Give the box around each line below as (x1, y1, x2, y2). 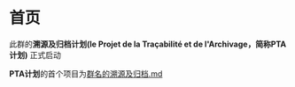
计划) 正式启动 (9, 49, 62, 60)
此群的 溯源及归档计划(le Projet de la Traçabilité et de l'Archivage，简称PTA (9, 39, 287, 49)
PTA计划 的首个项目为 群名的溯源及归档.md (9, 68, 163, 79)
